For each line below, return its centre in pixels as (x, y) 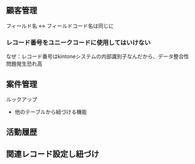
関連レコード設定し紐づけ (52, 154)
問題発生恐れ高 (24, 64)
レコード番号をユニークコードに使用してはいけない (78, 42)
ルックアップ (22, 99)
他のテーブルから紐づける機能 (51, 112)
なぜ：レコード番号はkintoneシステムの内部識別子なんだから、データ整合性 (98, 56)
